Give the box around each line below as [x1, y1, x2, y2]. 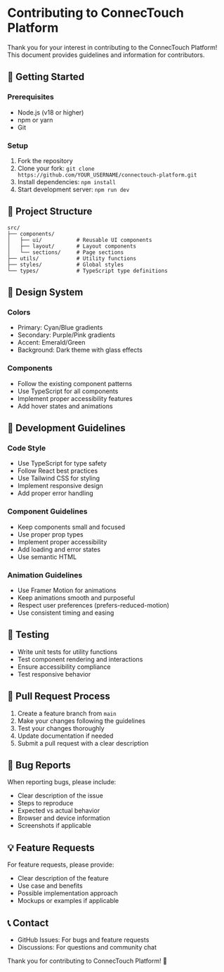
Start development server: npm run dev [17, 185, 130, 193]
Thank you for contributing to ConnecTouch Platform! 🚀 [7, 957, 167, 965]
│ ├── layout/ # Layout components [7, 243, 137, 250]
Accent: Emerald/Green [17, 338, 86, 347]
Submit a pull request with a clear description [17, 738, 149, 747]
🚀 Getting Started [7, 71, 85, 83]
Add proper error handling [17, 489, 93, 497]
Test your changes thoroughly [17, 724, 105, 732]
